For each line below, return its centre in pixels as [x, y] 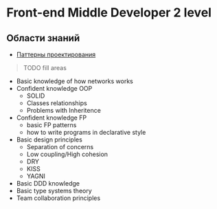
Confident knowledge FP [52, 118]
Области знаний [43, 38]
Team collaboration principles [58, 198]
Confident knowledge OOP [54, 88]
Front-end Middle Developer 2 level [109, 13]
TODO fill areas [45, 68]
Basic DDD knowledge [48, 183]
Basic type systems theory [54, 191]
